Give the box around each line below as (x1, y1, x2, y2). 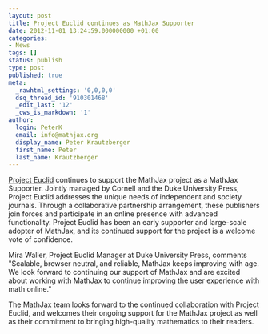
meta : (8, 78, 26, 87)
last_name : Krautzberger (15, 153, 98, 161)
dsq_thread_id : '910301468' (15, 94, 110, 102)
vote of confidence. (8, 235, 74, 244)
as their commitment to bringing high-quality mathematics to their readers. (8, 317, 254, 327)
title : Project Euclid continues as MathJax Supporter (8, 19, 195, 27)
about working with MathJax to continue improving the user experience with (8, 276, 260, 285)
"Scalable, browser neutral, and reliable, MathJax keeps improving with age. (8, 259, 260, 268)
